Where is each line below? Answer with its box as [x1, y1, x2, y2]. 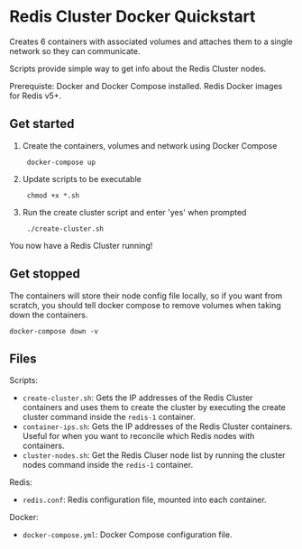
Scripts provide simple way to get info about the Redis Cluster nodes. [9, 63, 267, 74]
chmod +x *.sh [26, 191, 80, 200]
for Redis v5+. [9, 90, 62, 101]
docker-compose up [26, 158, 96, 167]
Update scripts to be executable [22, 173, 142, 184]
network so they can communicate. [9, 45, 141, 56]
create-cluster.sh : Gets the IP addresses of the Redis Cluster [22, 392, 253, 403]
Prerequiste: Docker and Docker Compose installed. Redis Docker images [9, 80, 283, 91]
